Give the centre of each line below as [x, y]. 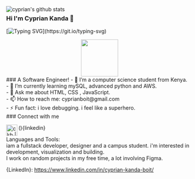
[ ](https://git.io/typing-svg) [56, 31]
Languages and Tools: [33, 139]
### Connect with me [33, 116]
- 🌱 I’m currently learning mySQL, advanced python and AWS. [81, 86]
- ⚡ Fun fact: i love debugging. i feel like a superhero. [71, 108]
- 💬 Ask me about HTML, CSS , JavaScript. [58, 92]
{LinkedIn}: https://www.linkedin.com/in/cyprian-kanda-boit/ [80, 170]
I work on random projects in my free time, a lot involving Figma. [84, 158]
